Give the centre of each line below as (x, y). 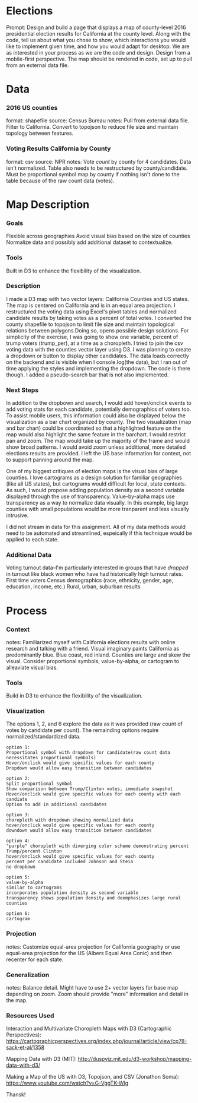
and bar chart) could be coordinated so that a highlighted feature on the (94, 428)
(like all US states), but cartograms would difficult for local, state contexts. (96, 484)
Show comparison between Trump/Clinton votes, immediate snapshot (90, 789)
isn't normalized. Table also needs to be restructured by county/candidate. (97, 168)
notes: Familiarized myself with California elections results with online (91, 642)
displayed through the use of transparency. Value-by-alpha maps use (91, 496)
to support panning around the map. (50, 460)
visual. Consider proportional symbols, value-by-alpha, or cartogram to (92, 661)
